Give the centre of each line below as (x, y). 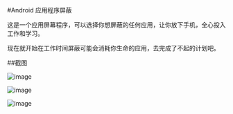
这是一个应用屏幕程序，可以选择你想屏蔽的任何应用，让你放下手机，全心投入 (116, 25)
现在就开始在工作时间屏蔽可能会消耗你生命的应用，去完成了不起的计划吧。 (113, 48)
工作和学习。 (25, 34)
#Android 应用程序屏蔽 (40, 10)
